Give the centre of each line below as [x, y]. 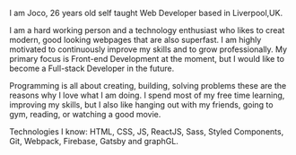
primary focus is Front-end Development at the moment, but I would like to [147, 59]
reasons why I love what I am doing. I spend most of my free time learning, [147, 95]
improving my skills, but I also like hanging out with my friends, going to [141, 105]
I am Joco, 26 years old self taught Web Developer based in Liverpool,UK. [146, 13]
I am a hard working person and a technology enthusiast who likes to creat [147, 30]
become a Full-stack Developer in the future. [92, 68]
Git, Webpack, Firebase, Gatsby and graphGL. [94, 141]
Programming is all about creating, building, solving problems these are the [148, 86]
